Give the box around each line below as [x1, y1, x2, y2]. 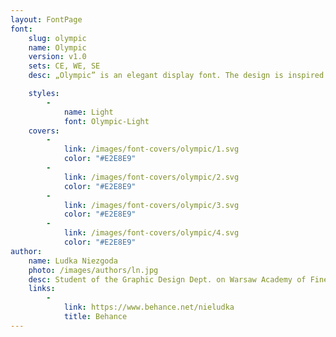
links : [28, 284, 56, 294]
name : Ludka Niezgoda [28, 256, 118, 266]
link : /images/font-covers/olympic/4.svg [63, 228, 240, 238]
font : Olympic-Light [63, 116, 150, 126]
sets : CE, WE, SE [28, 61, 101, 71]
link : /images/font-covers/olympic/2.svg [63, 172, 240, 182]
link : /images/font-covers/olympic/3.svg [63, 200, 240, 210]
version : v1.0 [28, 52, 87, 62]
